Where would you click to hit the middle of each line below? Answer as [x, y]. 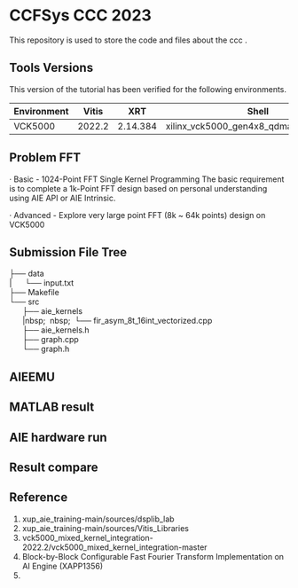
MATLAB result [52, 408]
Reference [39, 498]
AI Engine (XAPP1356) [63, 566]
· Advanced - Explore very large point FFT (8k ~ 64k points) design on [137, 215]
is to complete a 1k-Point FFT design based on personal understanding [138, 188]
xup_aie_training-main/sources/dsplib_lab [98, 519]
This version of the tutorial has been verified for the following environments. [148, 89]
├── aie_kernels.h [56, 330]
